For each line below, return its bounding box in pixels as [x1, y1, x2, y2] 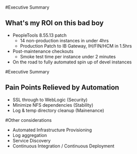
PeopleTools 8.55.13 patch [12, 32, 67, 38]
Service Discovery [12, 137, 51, 143]
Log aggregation [12, 132, 47, 138]
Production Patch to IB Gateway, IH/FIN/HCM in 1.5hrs [20, 43, 132, 49]
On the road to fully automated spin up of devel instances [12, 59, 132, 65]
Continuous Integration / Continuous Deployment [12, 143, 115, 149]
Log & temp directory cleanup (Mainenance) [12, 107, 104, 113]
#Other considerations [5, 117, 52, 123]
